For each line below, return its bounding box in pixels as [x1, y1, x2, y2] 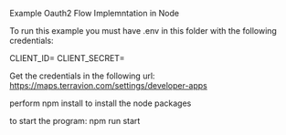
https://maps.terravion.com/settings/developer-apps [9, 80, 208, 90]
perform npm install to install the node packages [9, 98, 192, 109]
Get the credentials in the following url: [9, 70, 155, 81]
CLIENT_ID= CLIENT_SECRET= [9, 53, 125, 63]
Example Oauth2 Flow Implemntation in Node [9, 8, 180, 18]
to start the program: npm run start [9, 116, 141, 126]
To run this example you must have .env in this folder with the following [9, 26, 277, 36]
